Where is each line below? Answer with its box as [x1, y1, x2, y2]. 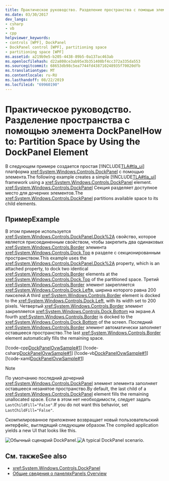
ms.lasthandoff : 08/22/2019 [5, 77, 64, 82]
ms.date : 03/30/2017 [5, 12, 49, 17]
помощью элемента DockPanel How [5, 125, 162, 136]
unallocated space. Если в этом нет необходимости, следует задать [5, 397, 151, 403]
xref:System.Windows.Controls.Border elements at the [5, 271, 118, 277]
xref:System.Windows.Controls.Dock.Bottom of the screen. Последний [5, 319, 153, 325]
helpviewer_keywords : [5, 36, 51, 41]
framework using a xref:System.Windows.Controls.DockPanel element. [5, 179, 152, 185]
